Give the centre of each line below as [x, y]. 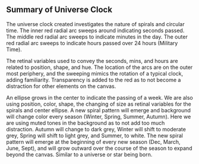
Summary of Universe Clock [59, 10]
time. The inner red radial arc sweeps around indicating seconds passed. [95, 30]
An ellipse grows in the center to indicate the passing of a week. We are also [99, 97]
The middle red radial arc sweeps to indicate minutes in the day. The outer [97, 37]
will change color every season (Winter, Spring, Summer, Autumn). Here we [99, 116]
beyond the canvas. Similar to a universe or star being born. [79, 154]
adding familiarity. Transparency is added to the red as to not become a [94, 80]
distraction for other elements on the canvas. [61, 86]
